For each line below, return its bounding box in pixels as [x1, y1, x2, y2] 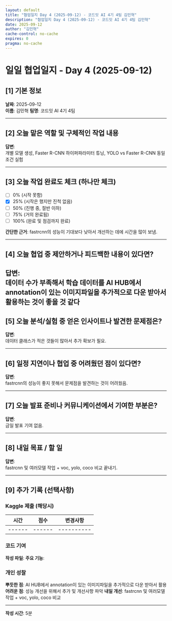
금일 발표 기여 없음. [5, 422, 44, 428]
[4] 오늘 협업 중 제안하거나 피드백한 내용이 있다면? [5, 250, 154, 259]
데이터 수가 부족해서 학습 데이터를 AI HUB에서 [5, 278, 142, 287]
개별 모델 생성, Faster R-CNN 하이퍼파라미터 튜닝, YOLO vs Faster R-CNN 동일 [5, 150, 165, 156]
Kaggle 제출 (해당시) [5, 503, 54, 510]
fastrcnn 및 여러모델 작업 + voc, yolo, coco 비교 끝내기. [5, 465, 118, 471]
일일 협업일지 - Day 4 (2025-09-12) [5, 65, 153, 76]
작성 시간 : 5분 [5, 610, 33, 616]
